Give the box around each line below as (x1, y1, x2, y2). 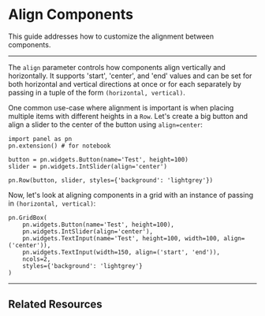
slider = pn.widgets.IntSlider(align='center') (8, 162, 168, 170)
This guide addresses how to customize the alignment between (8, 32, 215, 41)
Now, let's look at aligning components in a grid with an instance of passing (8, 190, 254, 199)
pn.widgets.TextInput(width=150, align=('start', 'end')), (22, 248, 221, 256)
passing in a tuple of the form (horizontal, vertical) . (8, 87, 185, 97)
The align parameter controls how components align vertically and (8, 62, 226, 72)
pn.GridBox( (8, 214, 47, 221)
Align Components (8, 6, 134, 24)
